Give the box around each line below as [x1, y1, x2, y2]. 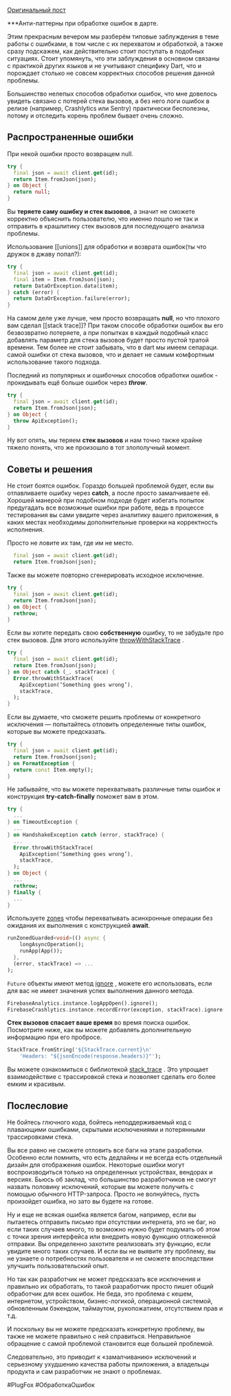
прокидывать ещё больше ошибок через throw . [7, 378, 148, 387]
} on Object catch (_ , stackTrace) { [7, 668, 115, 675]
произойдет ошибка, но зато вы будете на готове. [7, 1197, 153, 1206]
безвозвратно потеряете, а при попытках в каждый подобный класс [7, 329, 208, 337]
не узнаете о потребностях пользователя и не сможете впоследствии [7, 1254, 214, 1263]
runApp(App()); [19, 948, 63, 955]
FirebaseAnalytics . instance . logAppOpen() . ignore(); [7, 1000, 158, 1007]
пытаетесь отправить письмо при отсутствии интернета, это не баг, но [7, 1217, 217, 1226]
